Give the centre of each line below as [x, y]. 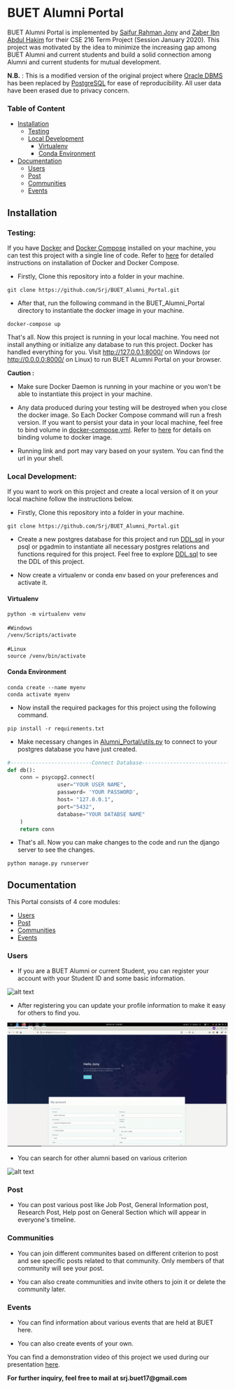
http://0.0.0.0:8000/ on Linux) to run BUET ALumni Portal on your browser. [114, 359]
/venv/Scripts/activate [42, 635]
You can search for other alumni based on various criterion [102, 1158]
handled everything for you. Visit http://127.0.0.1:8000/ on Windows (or [109, 352]
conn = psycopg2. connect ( [58, 777]
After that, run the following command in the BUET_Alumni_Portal [111, 303]
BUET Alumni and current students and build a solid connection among [109, 55]
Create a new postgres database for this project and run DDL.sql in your [121, 540]
